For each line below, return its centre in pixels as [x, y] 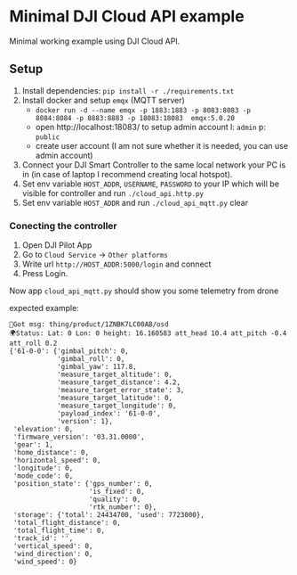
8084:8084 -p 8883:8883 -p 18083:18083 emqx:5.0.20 [135, 118]
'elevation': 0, [43, 430]
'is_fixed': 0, [116, 492]
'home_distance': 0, [51, 453]
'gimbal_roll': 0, [91, 359]
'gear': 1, [33, 445]
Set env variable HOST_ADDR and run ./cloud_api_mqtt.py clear [135, 202]
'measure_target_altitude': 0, [115, 375]
